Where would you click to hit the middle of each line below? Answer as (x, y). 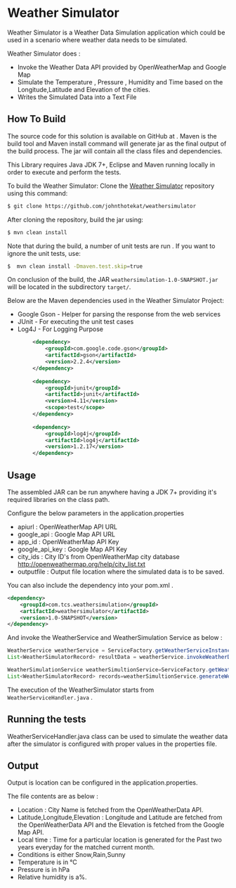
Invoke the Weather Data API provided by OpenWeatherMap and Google (122, 67)
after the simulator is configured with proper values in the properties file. (112, 744)
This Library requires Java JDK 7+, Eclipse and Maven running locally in (111, 165)
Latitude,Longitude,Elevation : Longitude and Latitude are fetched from (120, 818)
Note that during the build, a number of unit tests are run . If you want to (111, 246)
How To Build (37, 119)
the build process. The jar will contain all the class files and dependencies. (115, 151)
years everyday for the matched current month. (86, 847)
